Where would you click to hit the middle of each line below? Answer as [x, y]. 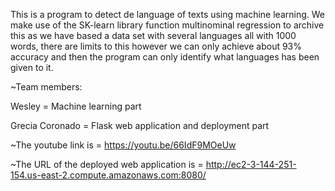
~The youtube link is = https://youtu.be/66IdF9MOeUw [123, 145]
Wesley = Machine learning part [76, 106]
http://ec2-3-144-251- [251, 164]
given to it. [32, 67]
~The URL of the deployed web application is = [107, 164]
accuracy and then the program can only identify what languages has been [165, 57]
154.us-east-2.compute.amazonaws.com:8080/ [108, 175]
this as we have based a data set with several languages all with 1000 [153, 35]
